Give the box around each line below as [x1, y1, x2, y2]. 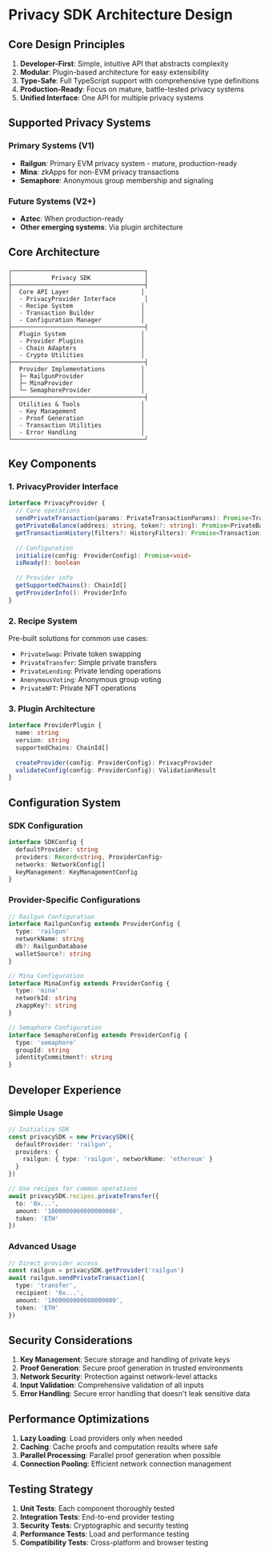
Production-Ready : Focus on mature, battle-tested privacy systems [19, 84, 245, 94]
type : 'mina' [15, 987, 59, 995]
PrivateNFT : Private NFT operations [19, 684, 137, 693]
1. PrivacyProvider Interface [8, 481, 118, 493]
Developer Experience [8, 1083, 122, 1097]
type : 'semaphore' [15, 1038, 78, 1046]
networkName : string [15, 935, 84, 944]
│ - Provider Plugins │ [8, 337, 146, 345]
